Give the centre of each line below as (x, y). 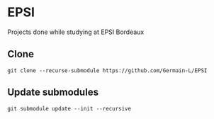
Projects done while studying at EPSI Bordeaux (76, 32)
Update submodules (53, 92)
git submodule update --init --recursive (69, 108)
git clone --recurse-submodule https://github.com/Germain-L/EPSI (107, 70)
